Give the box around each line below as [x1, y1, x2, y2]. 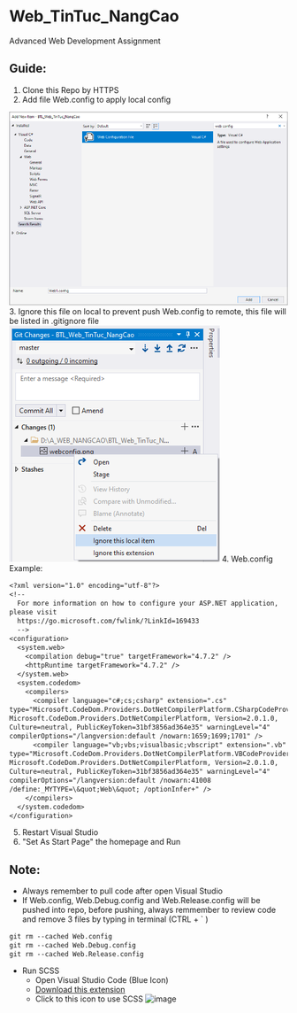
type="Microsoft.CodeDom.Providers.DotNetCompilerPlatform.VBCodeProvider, [9, 750, 294, 759]
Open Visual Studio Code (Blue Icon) [34, 975, 170, 986]
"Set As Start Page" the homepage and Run [21, 837, 181, 847]
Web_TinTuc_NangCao [9, 6, 179, 27]
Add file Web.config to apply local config [21, 94, 171, 104]
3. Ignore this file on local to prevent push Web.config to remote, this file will [9, 306, 287, 317]
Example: [9, 563, 43, 574]
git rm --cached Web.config [9, 932, 113, 941]
